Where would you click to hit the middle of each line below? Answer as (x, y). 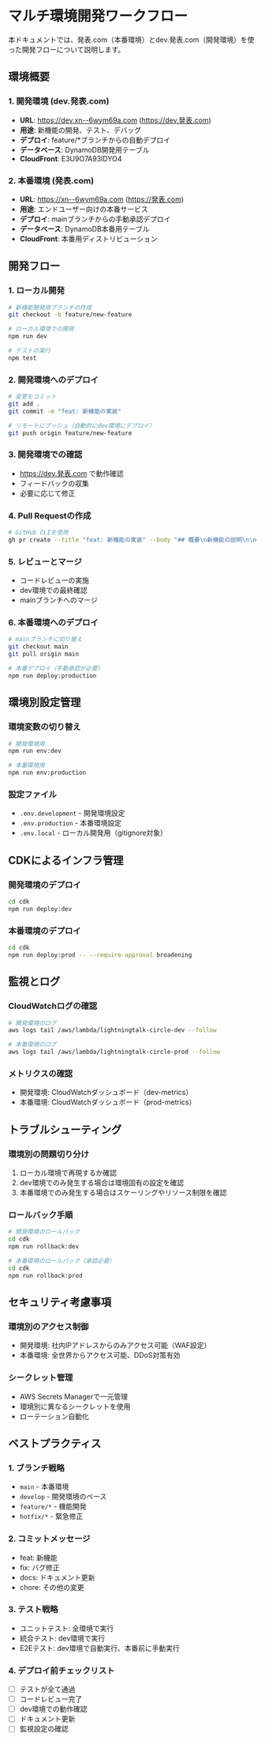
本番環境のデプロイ (45, 931)
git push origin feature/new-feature (70, 433)
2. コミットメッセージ (49, 1539)
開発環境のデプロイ (45, 885)
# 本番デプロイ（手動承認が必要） (56, 669)
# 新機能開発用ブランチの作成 (50, 308)
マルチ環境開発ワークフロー (98, 16)
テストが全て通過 (47, 1690)
